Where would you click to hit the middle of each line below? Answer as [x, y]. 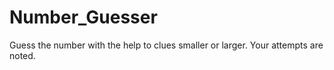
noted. [22, 55]
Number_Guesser [83, 17]
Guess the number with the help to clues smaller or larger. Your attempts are [166, 45]
